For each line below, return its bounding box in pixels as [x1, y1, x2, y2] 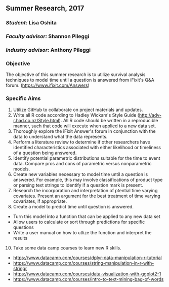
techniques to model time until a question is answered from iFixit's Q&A [6, 77, 155, 83]
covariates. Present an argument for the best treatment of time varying [13, 193, 161, 199]
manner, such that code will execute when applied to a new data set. [13, 123, 156, 129]
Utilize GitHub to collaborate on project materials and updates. [13, 106, 143, 113]
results [13, 235, 28, 241]
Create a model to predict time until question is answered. [13, 203, 134, 209]
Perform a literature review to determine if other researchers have [13, 139, 151, 145]
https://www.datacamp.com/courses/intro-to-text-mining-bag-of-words [13, 276, 164, 282]
